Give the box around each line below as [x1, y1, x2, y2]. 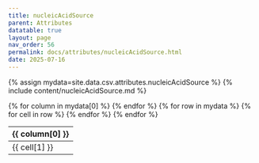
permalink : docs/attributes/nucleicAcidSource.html [8, 48, 182, 56]
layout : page [8, 33, 51, 42]
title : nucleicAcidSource [8, 11, 93, 20]
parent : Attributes [8, 19, 73, 27]
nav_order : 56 [8, 41, 55, 49]
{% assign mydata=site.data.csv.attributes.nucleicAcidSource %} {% [8, 77, 233, 87]
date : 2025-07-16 [8, 56, 66, 64]
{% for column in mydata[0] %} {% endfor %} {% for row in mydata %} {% [8, 100, 252, 111]
